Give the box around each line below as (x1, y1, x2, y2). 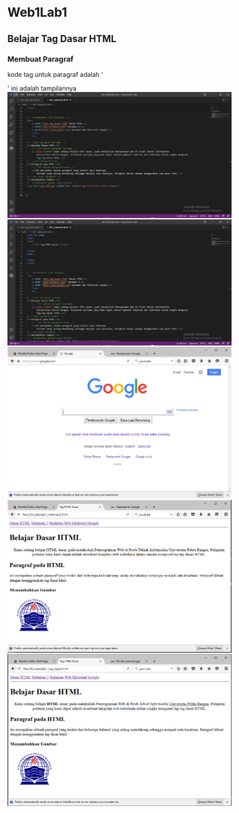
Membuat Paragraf (7, 54, 74, 64)
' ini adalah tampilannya (7, 83, 77, 93)
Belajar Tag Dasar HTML (7, 33, 117, 45)
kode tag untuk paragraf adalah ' (7, 70, 103, 78)
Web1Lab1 (7, 4, 68, 21)
